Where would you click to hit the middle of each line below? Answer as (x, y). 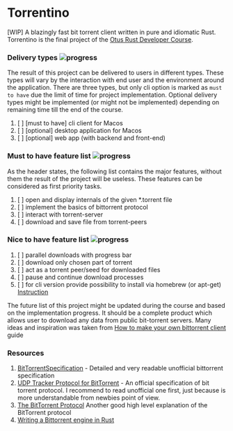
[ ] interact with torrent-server (60, 214)
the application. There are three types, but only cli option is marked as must (115, 88)
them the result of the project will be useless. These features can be (105, 178)
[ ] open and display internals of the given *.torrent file (95, 199)
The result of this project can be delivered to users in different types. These (115, 73)
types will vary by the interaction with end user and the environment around (116, 80)
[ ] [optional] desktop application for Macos (79, 131)
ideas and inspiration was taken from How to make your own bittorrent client (116, 327)
